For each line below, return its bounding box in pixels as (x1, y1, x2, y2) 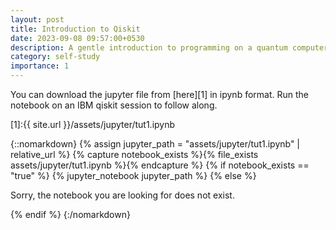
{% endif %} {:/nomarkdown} (10, 209, 131, 220)
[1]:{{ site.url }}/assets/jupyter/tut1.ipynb (10, 119, 176, 130)
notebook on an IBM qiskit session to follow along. (10, 99, 218, 111)
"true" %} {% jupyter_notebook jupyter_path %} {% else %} (10, 170, 257, 181)
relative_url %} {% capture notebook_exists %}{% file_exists (10, 149, 259, 160)
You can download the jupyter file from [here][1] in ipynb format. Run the (10, 89, 309, 100)
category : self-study (10, 52, 101, 62)
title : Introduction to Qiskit (10, 24, 141, 34)
